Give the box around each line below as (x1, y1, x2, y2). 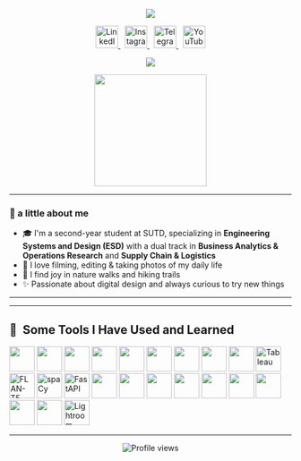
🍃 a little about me (9, 207, 90, 219)
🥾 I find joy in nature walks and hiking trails (21, 269, 181, 280)
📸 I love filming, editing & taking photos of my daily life (21, 260, 223, 270)
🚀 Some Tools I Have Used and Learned (9, 322, 235, 337)
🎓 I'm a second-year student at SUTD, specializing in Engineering (21, 228, 271, 239)
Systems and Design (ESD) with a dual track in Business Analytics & (21, 241, 279, 252)
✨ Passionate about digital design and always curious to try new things (21, 278, 285, 290)
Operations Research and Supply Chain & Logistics (21, 251, 217, 261)
